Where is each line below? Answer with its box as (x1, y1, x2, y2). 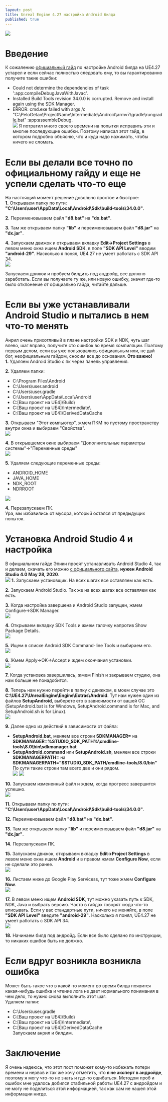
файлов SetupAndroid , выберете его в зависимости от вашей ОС (5, 698, 145, 704)
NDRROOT (12, 486, 35, 492)
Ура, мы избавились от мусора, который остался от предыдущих (5, 510, 145, 516)
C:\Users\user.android (12, 383, 59, 389)
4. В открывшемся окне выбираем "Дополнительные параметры (5, 440, 145, 446)
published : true (5, 17, 39, 22)
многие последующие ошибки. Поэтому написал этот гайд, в (12, 128, 144, 134)
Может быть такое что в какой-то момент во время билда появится (5, 983, 151, 989)
